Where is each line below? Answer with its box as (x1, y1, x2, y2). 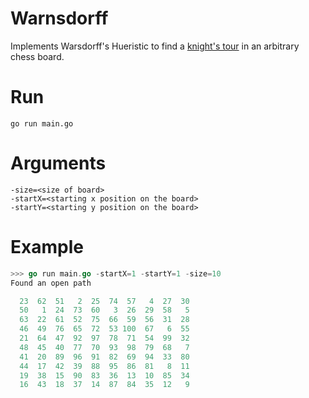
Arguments (10, 152, 107, 175)
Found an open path (10, 278, 92, 288)
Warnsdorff (10, 7, 109, 30)
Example (10, 236, 84, 258)
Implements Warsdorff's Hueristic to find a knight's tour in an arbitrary (10, 40, 300, 52)
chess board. (10, 50, 65, 62)
